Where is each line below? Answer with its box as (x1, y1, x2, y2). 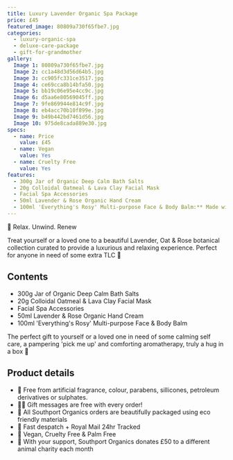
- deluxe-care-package (13, 42, 79, 49)
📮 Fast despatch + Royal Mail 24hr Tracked (17, 423, 141, 431)
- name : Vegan (13, 146, 54, 153)
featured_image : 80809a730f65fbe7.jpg (7, 23, 119, 30)
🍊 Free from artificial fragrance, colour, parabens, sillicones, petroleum (17, 386, 220, 394)
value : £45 (19, 139, 51, 146)
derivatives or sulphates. (17, 393, 88, 401)
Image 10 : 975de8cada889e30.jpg (13, 119, 107, 127)
